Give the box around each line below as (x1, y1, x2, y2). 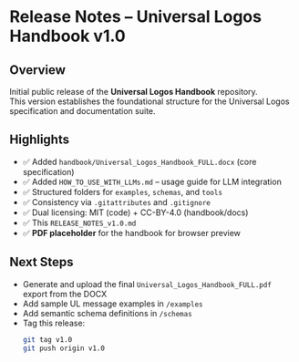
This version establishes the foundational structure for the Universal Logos (9, 96, 290, 107)
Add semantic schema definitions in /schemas (22, 307, 193, 318)
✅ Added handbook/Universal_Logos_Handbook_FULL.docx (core (22, 156, 257, 167)
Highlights (9, 132, 70, 148)
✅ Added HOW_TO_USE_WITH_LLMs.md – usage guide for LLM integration (22, 176, 283, 187)
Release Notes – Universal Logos (9, 6, 263, 27)
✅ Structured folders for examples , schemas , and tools (22, 186, 223, 197)
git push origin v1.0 (22, 344, 105, 353)
